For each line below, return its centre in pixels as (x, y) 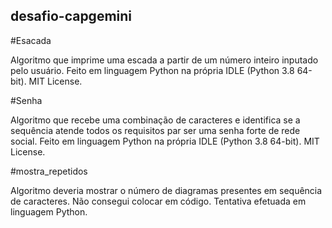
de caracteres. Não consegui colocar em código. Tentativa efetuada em (158, 201)
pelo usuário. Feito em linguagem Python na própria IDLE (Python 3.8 (152, 70)
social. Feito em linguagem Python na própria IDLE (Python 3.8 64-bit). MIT (165, 141)
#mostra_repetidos (49, 171)
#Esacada (31, 40)
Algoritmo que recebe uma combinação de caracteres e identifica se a (155, 120)
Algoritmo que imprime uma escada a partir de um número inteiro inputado (164, 60)
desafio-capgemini (71, 16)
